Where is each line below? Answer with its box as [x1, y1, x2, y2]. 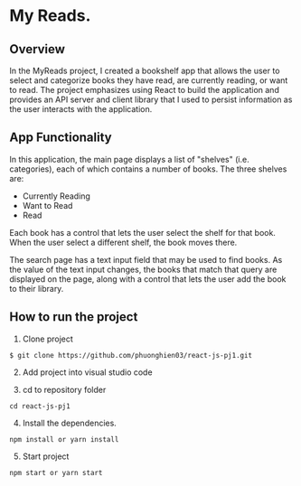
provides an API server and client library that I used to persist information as [9, 94, 293, 105]
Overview [9, 42, 66, 57]
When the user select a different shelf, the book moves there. [9, 237, 238, 248]
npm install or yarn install [9, 435, 119, 444]
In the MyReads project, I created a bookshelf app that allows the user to [9, 65, 280, 76]
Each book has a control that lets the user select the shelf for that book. [9, 227, 276, 238]
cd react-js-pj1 [9, 401, 71, 411]
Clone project [22, 333, 74, 344]
